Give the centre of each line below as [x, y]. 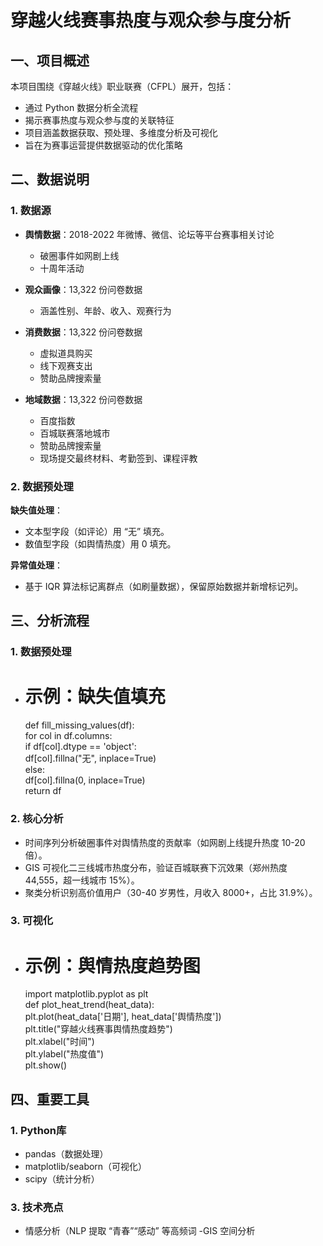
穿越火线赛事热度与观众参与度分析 [151, 20]
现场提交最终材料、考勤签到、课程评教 [118, 458]
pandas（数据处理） [66, 1154]
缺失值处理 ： [36, 510]
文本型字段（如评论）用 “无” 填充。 [97, 531]
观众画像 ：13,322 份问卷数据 [83, 289]
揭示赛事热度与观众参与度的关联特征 [99, 120]
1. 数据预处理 [41, 652]
